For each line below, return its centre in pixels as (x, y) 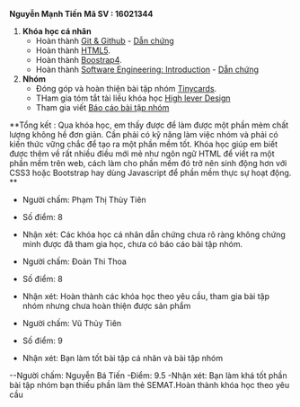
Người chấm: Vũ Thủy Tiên (72, 323)
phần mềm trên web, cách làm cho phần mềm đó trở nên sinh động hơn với (148, 163)
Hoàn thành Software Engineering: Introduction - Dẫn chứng (147, 69)
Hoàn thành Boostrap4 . (79, 60)
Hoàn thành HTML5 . (73, 50)
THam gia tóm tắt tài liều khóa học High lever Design (133, 98)
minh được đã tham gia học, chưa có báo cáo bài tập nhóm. (132, 244)
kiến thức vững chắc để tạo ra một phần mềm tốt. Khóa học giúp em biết (144, 144)
